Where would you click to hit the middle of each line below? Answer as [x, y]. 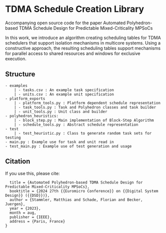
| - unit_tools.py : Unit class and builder [61, 112]
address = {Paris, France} [37, 221]
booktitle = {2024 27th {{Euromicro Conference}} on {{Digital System [84, 191]
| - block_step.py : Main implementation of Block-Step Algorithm [84, 120]
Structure [20, 74]
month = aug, [23, 213]
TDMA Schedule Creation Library [75, 9]
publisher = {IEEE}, [31, 217]
